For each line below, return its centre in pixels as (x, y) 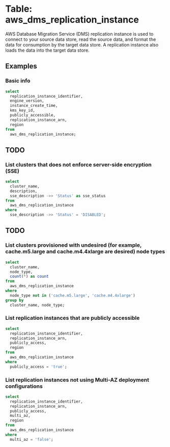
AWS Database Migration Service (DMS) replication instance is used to (79, 34)
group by (15, 300)
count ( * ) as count (30, 276)
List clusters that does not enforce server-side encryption (78, 164)
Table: (19, 9)
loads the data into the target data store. (48, 50)
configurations (24, 386)
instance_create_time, (34, 106)
